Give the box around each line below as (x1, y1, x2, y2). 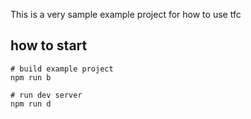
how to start (10, 37, 88, 54)
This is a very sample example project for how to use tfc (10, 9, 242, 20)
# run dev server (10, 90, 83, 100)
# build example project (10, 64, 114, 74)
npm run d (10, 99, 52, 109)
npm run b (10, 72, 52, 83)
